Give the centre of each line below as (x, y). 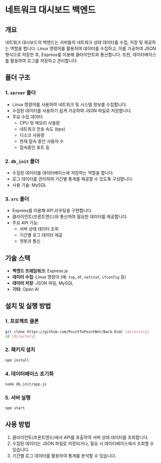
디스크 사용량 (32, 135)
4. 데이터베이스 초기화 (29, 374)
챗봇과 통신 (30, 241)
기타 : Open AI (25, 289)
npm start (15, 408)
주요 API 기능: (25, 223)
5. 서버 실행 (18, 397)
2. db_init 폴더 (22, 161)
